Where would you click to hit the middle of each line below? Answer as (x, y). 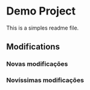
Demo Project (41, 11)
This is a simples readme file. (43, 28)
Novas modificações (37, 64)
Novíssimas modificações (45, 80)
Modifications (33, 47)
